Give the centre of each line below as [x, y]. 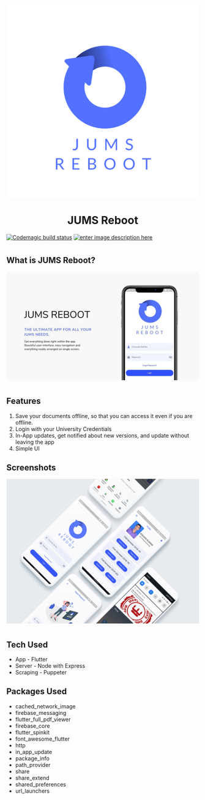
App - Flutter [31, 659]
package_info [32, 758]
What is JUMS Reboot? [51, 260]
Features [24, 401]
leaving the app [35, 442]
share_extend [32, 778]
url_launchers [32, 791]
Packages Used [37, 691]
